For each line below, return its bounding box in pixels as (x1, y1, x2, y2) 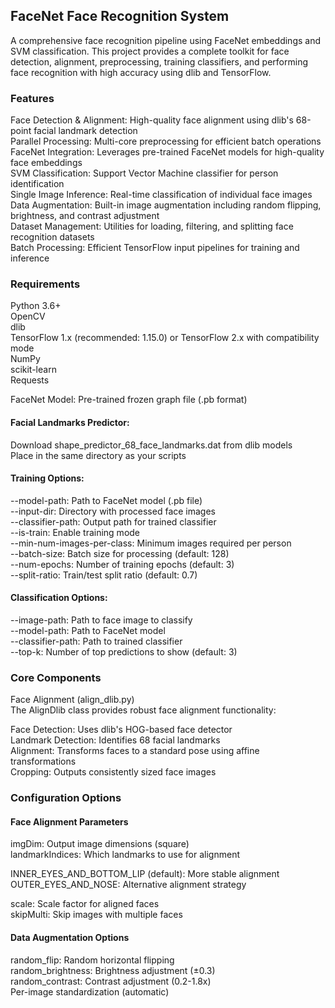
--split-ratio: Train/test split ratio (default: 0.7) (10, 569, 198, 581)
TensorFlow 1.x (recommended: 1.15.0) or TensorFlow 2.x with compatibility (10, 332, 320, 344)
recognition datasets (10, 231, 95, 243)
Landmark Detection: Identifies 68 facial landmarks (10, 734, 221, 746)
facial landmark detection (33, 125, 138, 137)
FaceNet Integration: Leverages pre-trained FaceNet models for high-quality (10, 146, 325, 158)
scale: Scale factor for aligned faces (10, 898, 160, 910)
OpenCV (10, 310, 46, 323)
